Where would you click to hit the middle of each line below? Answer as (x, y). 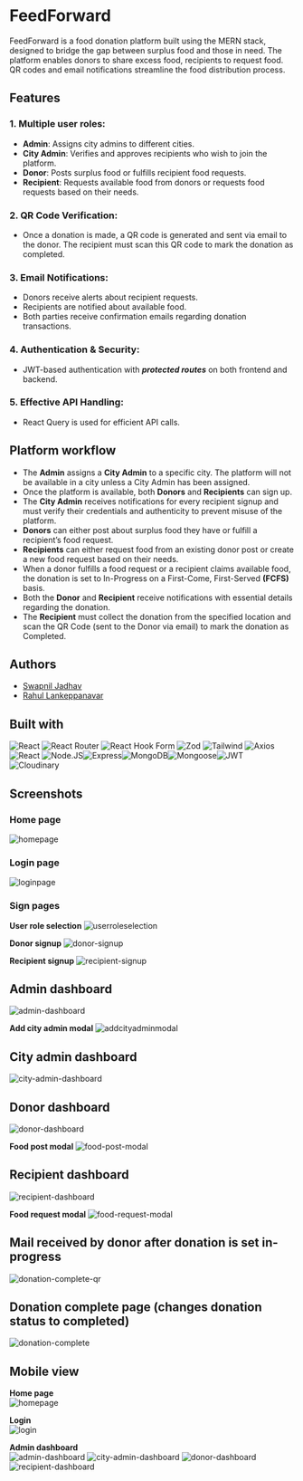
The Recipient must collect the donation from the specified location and (156, 616)
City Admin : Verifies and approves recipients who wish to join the (145, 153)
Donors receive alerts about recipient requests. (110, 297)
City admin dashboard (73, 1057)
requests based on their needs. (80, 192)
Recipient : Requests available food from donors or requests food (143, 182)
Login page (35, 863)
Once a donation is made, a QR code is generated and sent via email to (155, 234)
